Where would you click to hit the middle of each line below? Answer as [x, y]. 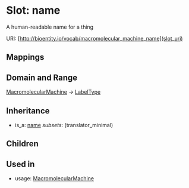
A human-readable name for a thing [50, 27]
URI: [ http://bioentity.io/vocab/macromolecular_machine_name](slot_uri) [94, 38]
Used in [21, 164]
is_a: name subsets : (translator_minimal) [64, 125]
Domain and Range [42, 77]
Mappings [25, 57]
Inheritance [28, 111]
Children [22, 144]
